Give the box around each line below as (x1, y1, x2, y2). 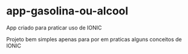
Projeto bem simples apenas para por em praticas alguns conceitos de (6, 35, 183, 43)
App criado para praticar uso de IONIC (6, 24, 102, 31)
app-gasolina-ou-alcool (6, 4, 129, 18)
